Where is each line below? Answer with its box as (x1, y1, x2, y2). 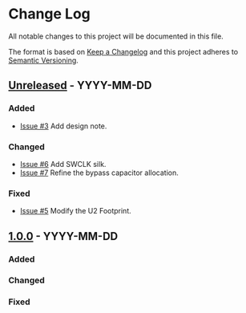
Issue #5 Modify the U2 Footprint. (19, 206, 132, 216)
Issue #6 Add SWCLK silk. (19, 159, 107, 169)
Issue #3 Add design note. (19, 121, 107, 131)
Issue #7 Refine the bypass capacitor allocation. (19, 168, 179, 177)
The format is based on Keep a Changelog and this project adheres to (8, 47, 239, 56)
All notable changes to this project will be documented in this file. (8, 31, 224, 41)
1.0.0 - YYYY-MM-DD (8, 230, 119, 243)
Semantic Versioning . (8, 55, 79, 65)
